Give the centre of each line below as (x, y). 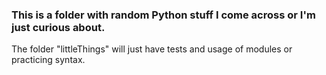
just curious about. (58, 27)
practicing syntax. (48, 60)
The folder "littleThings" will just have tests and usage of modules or (152, 49)
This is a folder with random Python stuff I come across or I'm (163, 15)
